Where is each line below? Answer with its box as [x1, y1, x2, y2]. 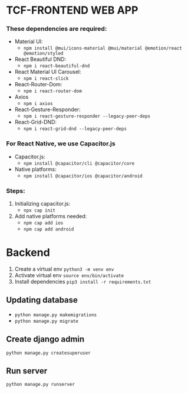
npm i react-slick [23, 76, 69, 82]
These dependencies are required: [6, 25, 107, 33]
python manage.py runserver [6, 382, 75, 388]
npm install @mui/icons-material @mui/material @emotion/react [23, 46, 183, 51]
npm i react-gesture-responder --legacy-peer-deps [23, 113, 151, 119]
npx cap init [23, 207, 56, 213]
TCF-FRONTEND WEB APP [6, 4, 138, 17]
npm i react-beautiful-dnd [23, 63, 90, 69]
